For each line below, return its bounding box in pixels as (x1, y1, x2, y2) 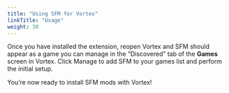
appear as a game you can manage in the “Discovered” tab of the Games (7, 50, 218, 58)
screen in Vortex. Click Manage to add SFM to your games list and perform (7, 57, 222, 66)
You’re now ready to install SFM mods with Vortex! (7, 78, 152, 87)
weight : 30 (7, 23, 39, 30)
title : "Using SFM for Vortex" (7, 10, 98, 17)
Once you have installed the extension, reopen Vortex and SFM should (7, 43, 209, 51)
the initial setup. (7, 64, 54, 73)
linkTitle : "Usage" (7, 17, 64, 24)
